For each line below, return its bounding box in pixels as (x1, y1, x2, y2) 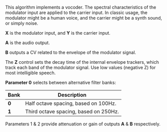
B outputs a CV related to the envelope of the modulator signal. (5, 50, 136, 55)
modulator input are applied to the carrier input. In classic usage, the (5, 10, 148, 16)
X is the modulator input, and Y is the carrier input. (5, 30, 111, 36)
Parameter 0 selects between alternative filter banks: (5, 80, 116, 85)
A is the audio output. (5, 40, 50, 46)
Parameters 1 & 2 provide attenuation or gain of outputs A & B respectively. (5, 121, 160, 127)
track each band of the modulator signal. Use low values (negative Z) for (5, 65, 156, 70)
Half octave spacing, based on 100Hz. (25, 100, 117, 107)
